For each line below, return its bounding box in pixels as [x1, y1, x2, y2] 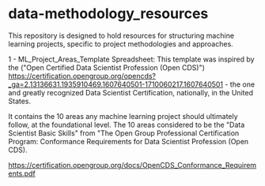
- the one [225, 80, 256, 89]
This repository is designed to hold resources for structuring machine [8, 31, 235, 40]
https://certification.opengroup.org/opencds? [8, 71, 157, 80]
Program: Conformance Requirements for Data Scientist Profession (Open [8, 136, 249, 146]
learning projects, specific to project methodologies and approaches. [8, 39, 233, 48]
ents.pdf [8, 169, 36, 178]
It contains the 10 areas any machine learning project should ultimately [8, 111, 239, 121]
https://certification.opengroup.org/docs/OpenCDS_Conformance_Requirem [8, 160, 257, 169]
